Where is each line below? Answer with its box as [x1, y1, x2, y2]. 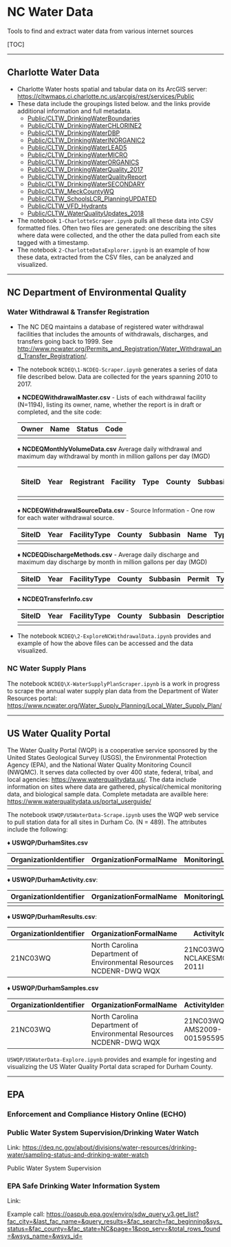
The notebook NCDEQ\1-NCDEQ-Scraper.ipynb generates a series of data [16, 365, 218, 373]
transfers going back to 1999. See [16, 338, 113, 346]
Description [187, 611, 227, 621]
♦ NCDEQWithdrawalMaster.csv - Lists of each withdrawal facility [16, 393, 206, 402]
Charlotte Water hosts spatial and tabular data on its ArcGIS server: [16, 85, 208, 93]
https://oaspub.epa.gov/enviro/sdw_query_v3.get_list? [46, 1210, 199, 1218]
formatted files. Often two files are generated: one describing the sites [16, 224, 217, 232]
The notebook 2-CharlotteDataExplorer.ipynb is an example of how [16, 246, 210, 254]
